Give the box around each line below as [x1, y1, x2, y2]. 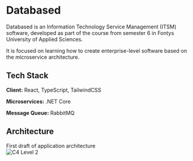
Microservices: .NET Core [6, 98, 71, 105]
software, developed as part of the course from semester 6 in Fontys [6, 29, 175, 36]
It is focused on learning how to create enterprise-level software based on [6, 47, 188, 54]
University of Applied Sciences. [6, 36, 83, 43]
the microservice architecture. [6, 53, 80, 60]
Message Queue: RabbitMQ [6, 109, 75, 116]
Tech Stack [6, 70, 49, 80]
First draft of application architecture [6, 142, 96, 149]
